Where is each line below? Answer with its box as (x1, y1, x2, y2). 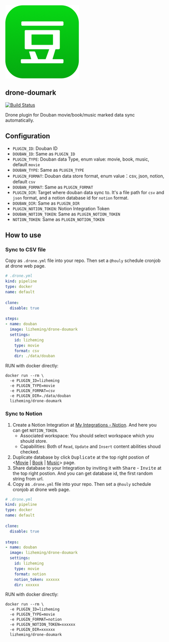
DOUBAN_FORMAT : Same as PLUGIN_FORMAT (12, 184, 93, 190)
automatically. (5, 117, 34, 123)
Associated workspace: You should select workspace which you (20, 432, 154, 438)
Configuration (5, 132, 50, 140)
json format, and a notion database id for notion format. (12, 195, 129, 201)
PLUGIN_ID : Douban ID (12, 145, 58, 152)
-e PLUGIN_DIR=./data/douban (10, 393, 71, 399)
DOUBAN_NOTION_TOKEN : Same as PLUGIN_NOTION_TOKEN (12, 211, 121, 217)
